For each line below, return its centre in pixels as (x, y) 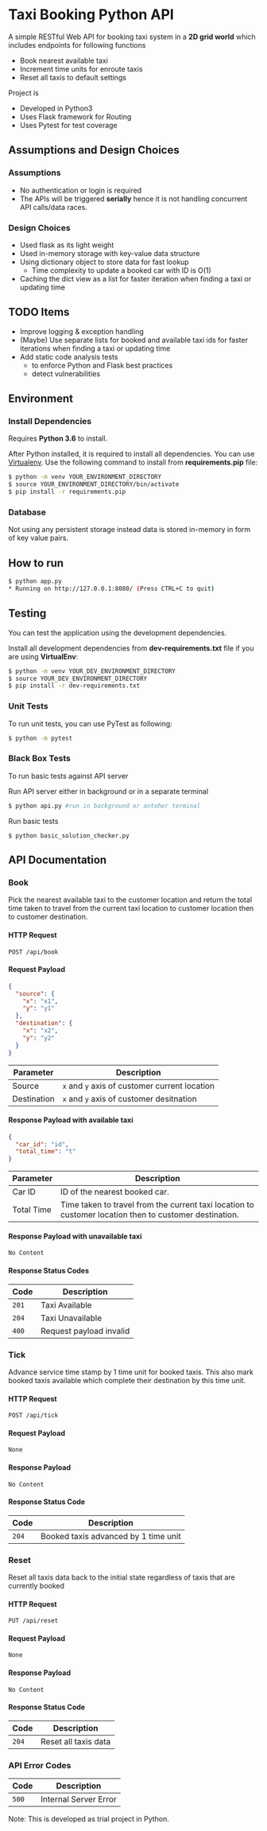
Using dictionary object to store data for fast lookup (104, 262)
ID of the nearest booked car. (114, 1192)
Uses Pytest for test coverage (68, 125)
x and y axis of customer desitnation (130, 1098)
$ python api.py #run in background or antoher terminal (104, 806)
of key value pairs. (39, 538)
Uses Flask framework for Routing (75, 116)
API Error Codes (40, 1765)
